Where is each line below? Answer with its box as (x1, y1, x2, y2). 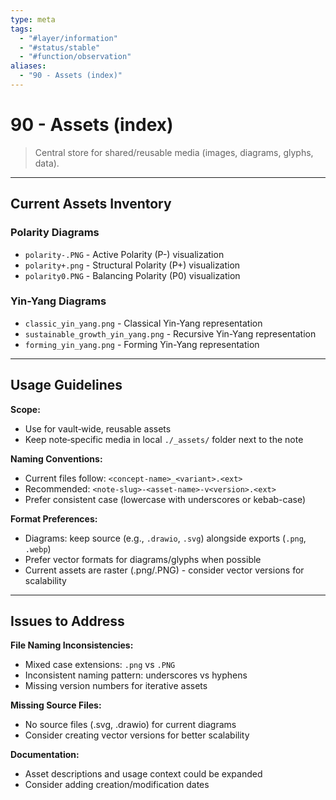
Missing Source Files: (10, 699, 102, 711)
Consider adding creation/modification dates (24, 779, 210, 791)
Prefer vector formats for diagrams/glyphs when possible (24, 553, 262, 565)
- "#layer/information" (19, 33, 118, 43)
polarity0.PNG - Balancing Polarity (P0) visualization (24, 269, 241, 281)
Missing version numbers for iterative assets (24, 680, 208, 692)
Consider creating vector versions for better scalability (24, 729, 250, 741)
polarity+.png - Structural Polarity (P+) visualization (24, 259, 241, 271)
